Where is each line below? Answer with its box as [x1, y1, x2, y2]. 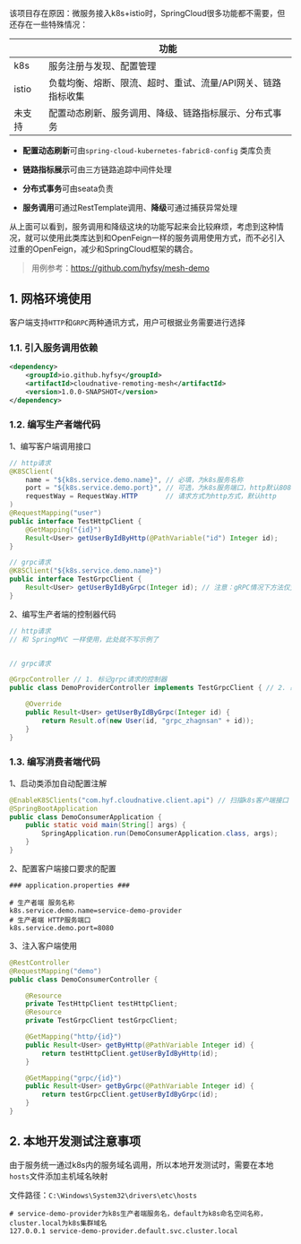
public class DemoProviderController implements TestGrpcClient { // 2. [9, 684, 287, 693]
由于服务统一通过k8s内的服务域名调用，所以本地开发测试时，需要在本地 [9, 1159, 274, 1170]
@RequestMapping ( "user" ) [9, 509, 102, 518]
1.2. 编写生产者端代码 [9, 419, 101, 431]
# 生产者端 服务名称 [9, 898, 75, 907]
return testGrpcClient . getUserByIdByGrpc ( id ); [41, 1090, 219, 1100]
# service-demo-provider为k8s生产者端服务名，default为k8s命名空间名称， [9, 1209, 267, 1218]
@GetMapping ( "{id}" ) [25, 525, 102, 534]
